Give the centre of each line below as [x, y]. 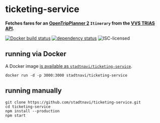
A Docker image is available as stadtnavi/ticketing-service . [69, 66]
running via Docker [36, 54]
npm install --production [32, 111]
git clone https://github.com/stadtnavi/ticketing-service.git [73, 102]
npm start [16, 115]
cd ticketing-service [28, 106]
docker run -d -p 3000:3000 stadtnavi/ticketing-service [66, 75]
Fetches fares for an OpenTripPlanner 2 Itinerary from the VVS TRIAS [80, 23]
